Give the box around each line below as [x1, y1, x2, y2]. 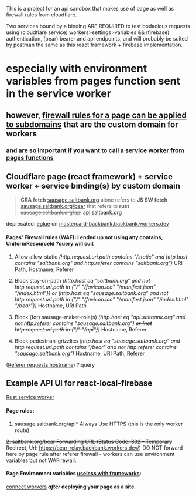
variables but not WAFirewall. [6, 457, 77, 464]
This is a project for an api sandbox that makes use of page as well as [6, 5, 174, 12]
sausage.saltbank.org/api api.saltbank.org [20, 209, 122, 216]
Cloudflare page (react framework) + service [6, 172, 173, 182]
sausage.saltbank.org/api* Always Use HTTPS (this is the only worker [14, 420, 183, 427]
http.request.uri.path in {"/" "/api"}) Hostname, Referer [14, 326, 147, 333]
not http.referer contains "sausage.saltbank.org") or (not [14, 320, 152, 327]
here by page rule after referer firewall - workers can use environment [6, 450, 175, 457]
